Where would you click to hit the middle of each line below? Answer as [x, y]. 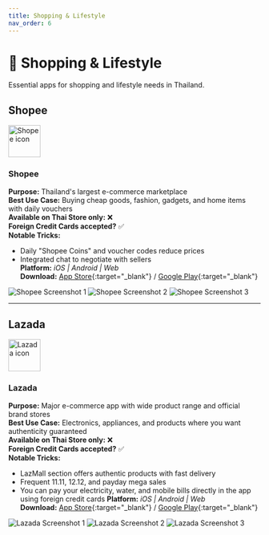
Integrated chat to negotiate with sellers [86, 259]
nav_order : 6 [30, 23]
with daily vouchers [41, 209]
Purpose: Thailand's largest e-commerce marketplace [98, 191]
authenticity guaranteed [48, 431]
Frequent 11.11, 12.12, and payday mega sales [93, 481]
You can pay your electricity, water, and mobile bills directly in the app [135, 490]
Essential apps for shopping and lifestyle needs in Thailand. [106, 85]
